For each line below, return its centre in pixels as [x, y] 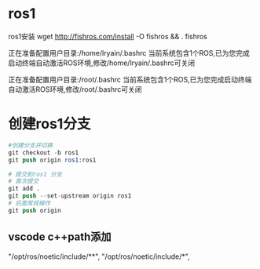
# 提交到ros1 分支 [35, 174]
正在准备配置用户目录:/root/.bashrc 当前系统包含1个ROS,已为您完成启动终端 [130, 79]
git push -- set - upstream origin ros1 [70, 196]
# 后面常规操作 [29, 203]
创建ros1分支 [49, 124]
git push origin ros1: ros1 [52, 160]
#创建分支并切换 [31, 145]
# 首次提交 [24, 181]
